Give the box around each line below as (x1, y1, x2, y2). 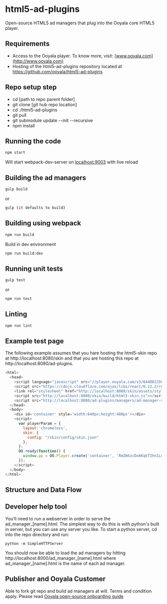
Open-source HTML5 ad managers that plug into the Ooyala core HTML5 (5, 20, 155, 26)
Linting (5, 310, 27, 318)
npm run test (5, 297, 32, 302)
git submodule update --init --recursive (12, 117, 93, 123)
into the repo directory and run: (5, 531, 70, 537)
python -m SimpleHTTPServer (5, 541, 64, 546)
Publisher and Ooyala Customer (5, 575, 106, 583)
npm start (5, 150, 26, 155)
